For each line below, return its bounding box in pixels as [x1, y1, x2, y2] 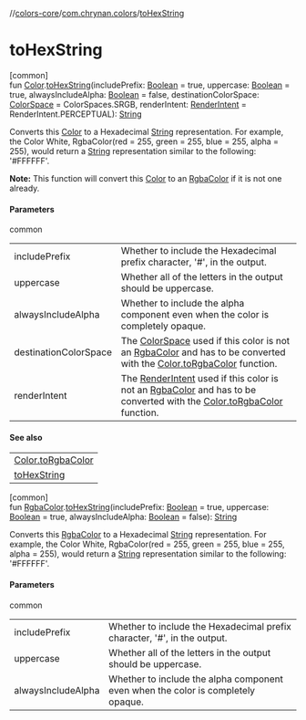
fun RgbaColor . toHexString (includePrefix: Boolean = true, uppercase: [9, 502, 270, 513]
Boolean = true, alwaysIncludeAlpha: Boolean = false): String [9, 511, 238, 523]
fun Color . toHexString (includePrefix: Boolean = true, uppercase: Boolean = [9, 79, 291, 90]
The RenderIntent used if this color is [120, 372, 280, 385]
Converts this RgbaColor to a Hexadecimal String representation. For [9, 529, 267, 540]
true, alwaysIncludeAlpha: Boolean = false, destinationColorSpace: [9, 89, 260, 99]
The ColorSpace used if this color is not [120, 335, 291, 348]
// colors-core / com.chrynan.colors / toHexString [9, 8, 185, 18]
